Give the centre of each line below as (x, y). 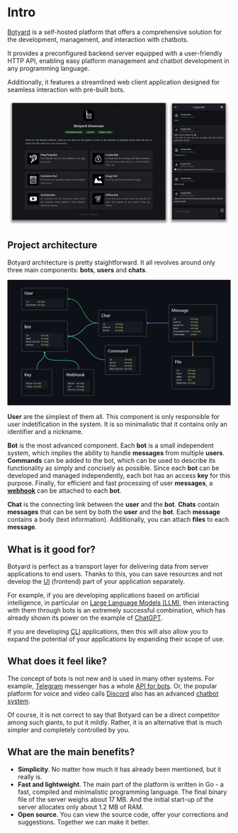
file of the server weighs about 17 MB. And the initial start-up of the (115, 799)
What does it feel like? (57, 661)
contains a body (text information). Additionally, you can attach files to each (118, 520)
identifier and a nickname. (45, 432)
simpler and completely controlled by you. (69, 729)
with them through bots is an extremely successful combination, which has (117, 610)
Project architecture (52, 245)
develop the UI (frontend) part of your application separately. (96, 581)
